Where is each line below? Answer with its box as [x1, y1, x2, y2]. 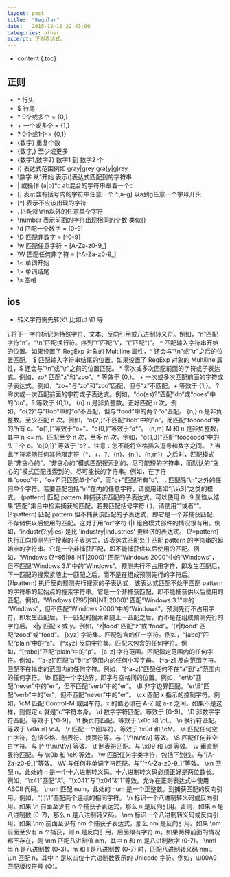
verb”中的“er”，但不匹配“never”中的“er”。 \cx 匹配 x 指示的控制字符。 [16, 690, 214, 698]
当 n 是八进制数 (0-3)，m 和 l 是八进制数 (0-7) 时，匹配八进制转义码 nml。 [7, 845, 216, 853]
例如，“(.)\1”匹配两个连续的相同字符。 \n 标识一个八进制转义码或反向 [19, 793, 213, 801]
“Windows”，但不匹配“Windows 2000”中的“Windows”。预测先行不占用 [7, 604, 209, 613]
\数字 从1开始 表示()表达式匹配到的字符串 [16, 172, 133, 181]
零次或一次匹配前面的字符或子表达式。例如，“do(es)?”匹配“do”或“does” [7, 389, 210, 398]
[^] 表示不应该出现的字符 [16, 198, 87, 207]
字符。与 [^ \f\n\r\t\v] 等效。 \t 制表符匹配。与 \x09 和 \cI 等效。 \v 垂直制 [12, 742, 219, 750]
